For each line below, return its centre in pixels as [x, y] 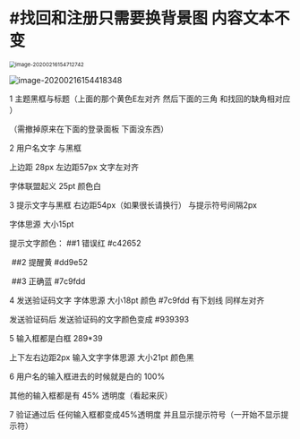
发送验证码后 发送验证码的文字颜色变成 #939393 [99, 319]
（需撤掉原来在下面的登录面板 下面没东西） [89, 129]
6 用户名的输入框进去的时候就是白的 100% [87, 376]
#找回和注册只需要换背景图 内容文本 [142, 18]
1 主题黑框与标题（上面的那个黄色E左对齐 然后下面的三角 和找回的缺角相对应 [150, 99]
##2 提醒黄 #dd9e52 [49, 262]
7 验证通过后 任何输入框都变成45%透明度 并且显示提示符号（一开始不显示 [145, 414]
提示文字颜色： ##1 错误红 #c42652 [75, 243]
